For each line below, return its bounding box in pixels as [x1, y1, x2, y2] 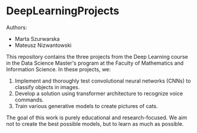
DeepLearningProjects [6, 4, 120, 18]
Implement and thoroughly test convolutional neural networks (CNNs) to [14, 77, 191, 84]
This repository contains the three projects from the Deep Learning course [6, 53, 188, 60]
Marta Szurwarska [14, 35, 61, 42]
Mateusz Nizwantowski [14, 42, 72, 49]
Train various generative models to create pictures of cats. [14, 102, 158, 109]
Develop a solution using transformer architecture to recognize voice [14, 90, 183, 97]
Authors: [6, 24, 27, 31]
